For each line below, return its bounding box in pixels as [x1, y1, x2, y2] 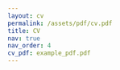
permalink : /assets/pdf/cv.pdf [7, 19, 113, 27]
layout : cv [7, 11, 44, 20]
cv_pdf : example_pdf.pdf [7, 49, 91, 57]
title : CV [7, 27, 41, 35]
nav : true [7, 34, 41, 43]
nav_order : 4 [7, 42, 52, 50]
